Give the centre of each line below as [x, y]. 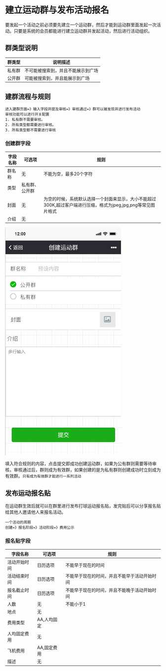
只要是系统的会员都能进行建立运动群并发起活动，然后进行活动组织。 [83, 31]
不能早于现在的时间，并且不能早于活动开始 [109, 576]
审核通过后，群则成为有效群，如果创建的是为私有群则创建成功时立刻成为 [87, 470]
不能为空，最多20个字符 [68, 174]
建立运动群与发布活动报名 [57, 10]
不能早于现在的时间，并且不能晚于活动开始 [109, 590]
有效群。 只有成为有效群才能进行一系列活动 [43, 476]
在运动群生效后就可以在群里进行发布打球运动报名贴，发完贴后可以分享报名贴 [83, 506]
